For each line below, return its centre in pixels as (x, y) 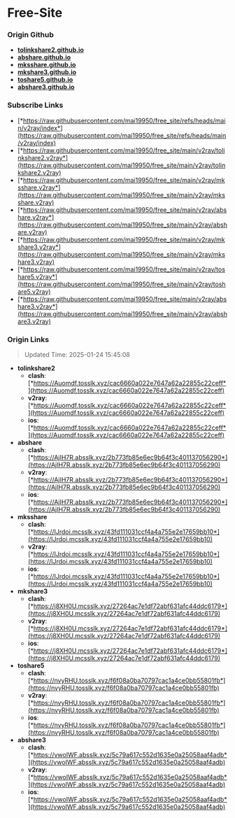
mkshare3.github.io (47, 72)
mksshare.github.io (47, 65)
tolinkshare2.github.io (50, 50)
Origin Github (31, 35)
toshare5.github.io (45, 80)
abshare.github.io (44, 57)
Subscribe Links (35, 105)
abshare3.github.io (46, 87)
